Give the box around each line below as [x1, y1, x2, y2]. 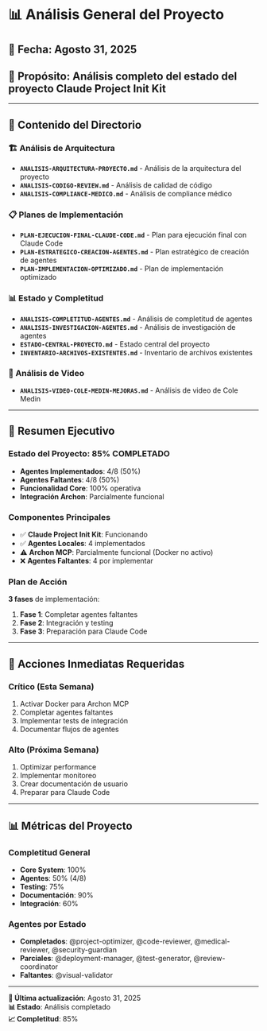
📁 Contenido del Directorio [8, 118, 141, 131]
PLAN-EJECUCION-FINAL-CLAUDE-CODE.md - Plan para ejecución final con [19, 231, 247, 240]
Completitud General [8, 847, 91, 858]
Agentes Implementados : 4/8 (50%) [19, 466, 141, 476]
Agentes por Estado [8, 918, 87, 929]
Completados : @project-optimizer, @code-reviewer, [19, 936, 193, 946]
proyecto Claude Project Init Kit [8, 82, 167, 95]
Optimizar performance [19, 762, 97, 772]
